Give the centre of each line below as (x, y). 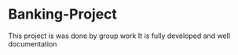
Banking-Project (63, 14)
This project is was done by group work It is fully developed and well (119, 36)
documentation (33, 43)
